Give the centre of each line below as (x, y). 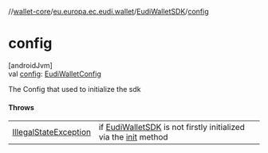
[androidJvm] (31, 65)
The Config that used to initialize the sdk (75, 89)
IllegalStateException (52, 132)
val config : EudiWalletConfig (55, 74)
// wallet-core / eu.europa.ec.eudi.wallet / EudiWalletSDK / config (108, 11)
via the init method (134, 137)
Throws (21, 107)
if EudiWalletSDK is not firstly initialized (172, 128)
